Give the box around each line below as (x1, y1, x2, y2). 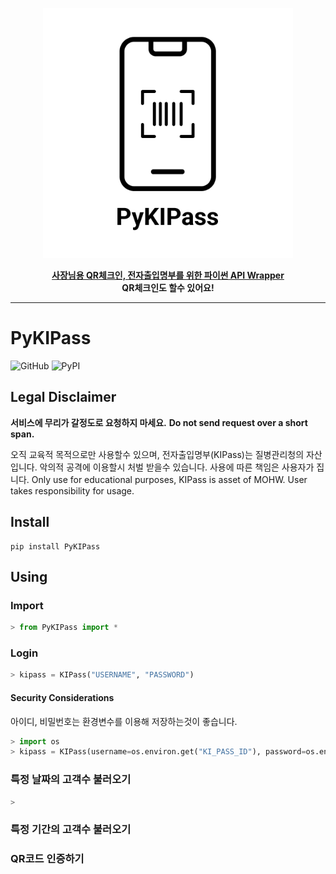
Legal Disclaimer (10, 389, 117, 406)
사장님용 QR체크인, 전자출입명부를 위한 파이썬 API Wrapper (51, 269, 285, 281)
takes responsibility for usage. (10, 484, 135, 497)
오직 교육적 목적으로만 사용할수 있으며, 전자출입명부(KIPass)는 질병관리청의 (10, 448, 305, 460)
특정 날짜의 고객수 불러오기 (10, 773, 132, 787)
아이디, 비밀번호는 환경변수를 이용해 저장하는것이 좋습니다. (10, 715, 238, 727)
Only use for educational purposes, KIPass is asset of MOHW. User (31, 473, 308, 485)
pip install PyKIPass (10, 541, 101, 552)
